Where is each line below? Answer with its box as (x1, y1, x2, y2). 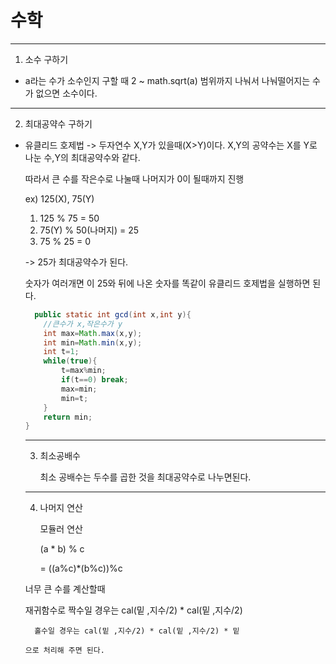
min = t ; (61, 393, 89, 403)
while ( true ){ (43, 356, 98, 366)
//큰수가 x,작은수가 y (43, 319, 123, 329)
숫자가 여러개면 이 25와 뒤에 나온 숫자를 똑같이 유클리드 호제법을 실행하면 (24, 277, 311, 289)
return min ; (43, 412, 93, 422)
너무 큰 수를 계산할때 (24, 583, 106, 595)
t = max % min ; (61, 366, 107, 376)
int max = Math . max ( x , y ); (43, 328, 143, 338)
